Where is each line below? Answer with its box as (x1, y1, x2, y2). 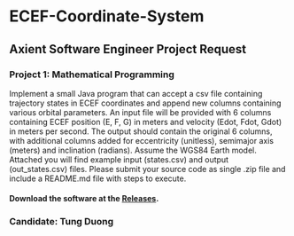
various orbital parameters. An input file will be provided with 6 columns (9, 106, 272, 117)
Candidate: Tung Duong (9, 216, 114, 228)
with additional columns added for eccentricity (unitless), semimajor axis (9, 135, 275, 146)
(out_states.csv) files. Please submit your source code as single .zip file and (9, 163, 286, 174)
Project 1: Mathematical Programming (9, 68, 175, 81)
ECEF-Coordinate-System (9, 6, 205, 27)
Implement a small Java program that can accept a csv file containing (9, 88, 263, 98)
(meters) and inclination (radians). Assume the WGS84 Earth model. (9, 145, 257, 155)
